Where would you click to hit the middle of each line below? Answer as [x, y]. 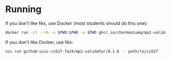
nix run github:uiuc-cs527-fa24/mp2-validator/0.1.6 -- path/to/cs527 [82, 51]
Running [23, 9]
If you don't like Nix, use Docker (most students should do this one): [77, 23]
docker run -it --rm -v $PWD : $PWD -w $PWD [51, 32]
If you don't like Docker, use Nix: [39, 42]
